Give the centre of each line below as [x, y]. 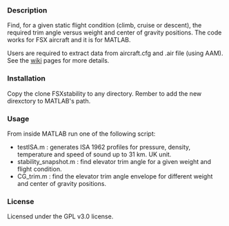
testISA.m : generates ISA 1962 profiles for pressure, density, [104, 147]
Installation [27, 79]
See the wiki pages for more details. [58, 61]
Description [27, 10]
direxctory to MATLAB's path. [49, 101]
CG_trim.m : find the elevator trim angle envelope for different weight [115, 176]
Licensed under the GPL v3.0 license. [60, 216]
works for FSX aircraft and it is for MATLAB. [69, 40]
